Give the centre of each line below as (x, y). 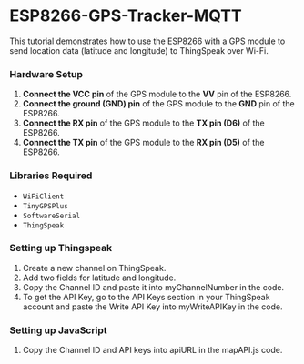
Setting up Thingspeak (61, 248)
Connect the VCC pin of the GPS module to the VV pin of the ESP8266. (157, 94)
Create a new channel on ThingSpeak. (94, 268)
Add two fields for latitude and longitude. (99, 278)
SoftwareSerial (51, 216)
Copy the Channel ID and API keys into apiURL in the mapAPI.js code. (152, 350)
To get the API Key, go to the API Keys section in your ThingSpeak (146, 297)
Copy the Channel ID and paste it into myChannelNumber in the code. (153, 287)
